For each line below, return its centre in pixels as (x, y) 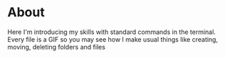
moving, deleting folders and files (56, 47)
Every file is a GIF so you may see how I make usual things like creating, (113, 39)
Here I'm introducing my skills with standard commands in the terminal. (111, 32)
